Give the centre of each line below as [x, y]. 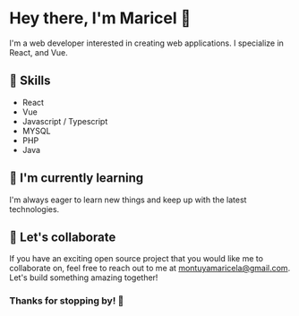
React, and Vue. [39, 52]
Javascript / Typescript [65, 121]
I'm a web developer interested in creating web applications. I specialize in [147, 43]
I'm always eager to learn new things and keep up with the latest [128, 200]
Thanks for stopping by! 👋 [67, 301]
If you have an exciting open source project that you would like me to [137, 259]
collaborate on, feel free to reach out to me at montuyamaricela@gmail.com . [150, 269]
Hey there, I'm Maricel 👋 [100, 18]
